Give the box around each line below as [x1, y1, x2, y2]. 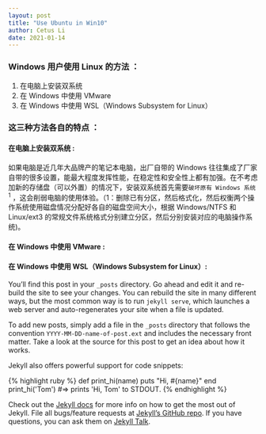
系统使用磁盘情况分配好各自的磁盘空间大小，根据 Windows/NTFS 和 [14, 203, 237, 212]
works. [8, 345, 31, 355]
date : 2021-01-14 [8, 33, 66, 42]
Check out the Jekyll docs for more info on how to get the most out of [8, 400, 236, 409]
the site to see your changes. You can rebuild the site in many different [26, 288, 256, 298]
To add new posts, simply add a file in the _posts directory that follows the [8, 320, 251, 329]
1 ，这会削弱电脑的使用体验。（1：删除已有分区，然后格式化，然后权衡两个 [8, 191, 248, 202]
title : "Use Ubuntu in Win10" [8, 19, 108, 27]
